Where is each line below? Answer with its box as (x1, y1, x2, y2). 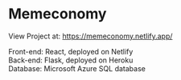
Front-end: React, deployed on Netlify (8, 46, 134, 56)
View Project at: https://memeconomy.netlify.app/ (8, 31, 173, 41)
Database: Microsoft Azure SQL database (8, 63, 146, 73)
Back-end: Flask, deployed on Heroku (8, 55, 134, 65)
